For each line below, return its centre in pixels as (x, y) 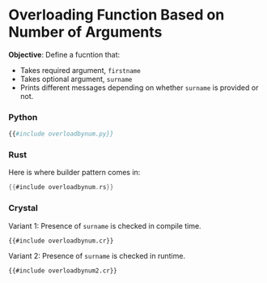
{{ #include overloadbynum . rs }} (61, 187)
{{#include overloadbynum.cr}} (61, 241)
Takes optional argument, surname (76, 79)
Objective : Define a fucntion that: (64, 54)
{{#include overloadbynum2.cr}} (63, 270)
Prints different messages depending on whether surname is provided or (139, 88)
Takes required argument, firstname (81, 70)
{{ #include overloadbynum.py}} (61, 134)
